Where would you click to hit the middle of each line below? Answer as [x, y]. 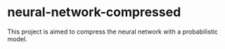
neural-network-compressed [94, 12]
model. [17, 38]
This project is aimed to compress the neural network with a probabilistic [113, 31]
